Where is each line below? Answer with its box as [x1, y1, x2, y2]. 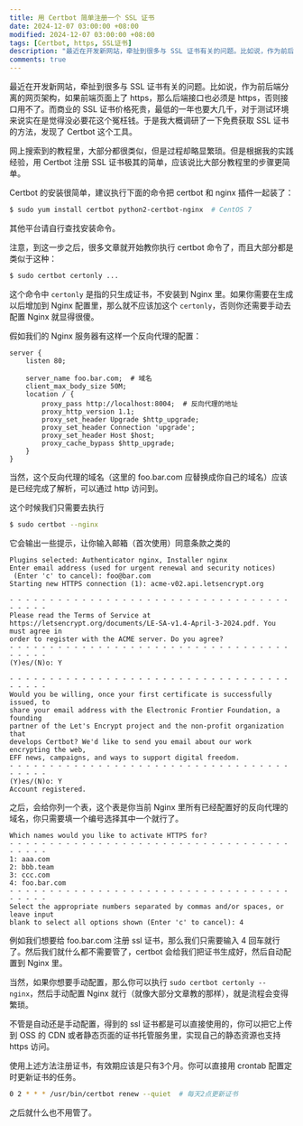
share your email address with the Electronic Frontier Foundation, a [9, 705, 280, 714]
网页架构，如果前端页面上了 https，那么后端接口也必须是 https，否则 [24, 92, 281, 103]
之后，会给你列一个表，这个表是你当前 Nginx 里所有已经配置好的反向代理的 [9, 801, 289, 813]
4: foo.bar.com [9, 878, 67, 888]
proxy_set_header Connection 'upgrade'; [41, 423, 196, 432]
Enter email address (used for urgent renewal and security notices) [9, 563, 277, 572]
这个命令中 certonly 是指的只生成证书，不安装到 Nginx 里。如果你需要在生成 [9, 288, 294, 299]
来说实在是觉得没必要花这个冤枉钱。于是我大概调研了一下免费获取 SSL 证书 [9, 115, 289, 126]
